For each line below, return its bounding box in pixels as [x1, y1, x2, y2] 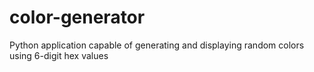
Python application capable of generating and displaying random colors [9, 39, 305, 51]
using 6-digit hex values [9, 49, 109, 61]
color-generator [9, 6, 146, 29]
